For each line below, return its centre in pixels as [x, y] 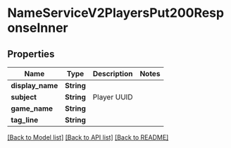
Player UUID [113, 97]
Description [113, 74]
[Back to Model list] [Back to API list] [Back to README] [88, 137]
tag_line [25, 120]
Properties [31, 54]
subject [24, 97]
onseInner [38, 28]
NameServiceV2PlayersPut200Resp [115, 13]
